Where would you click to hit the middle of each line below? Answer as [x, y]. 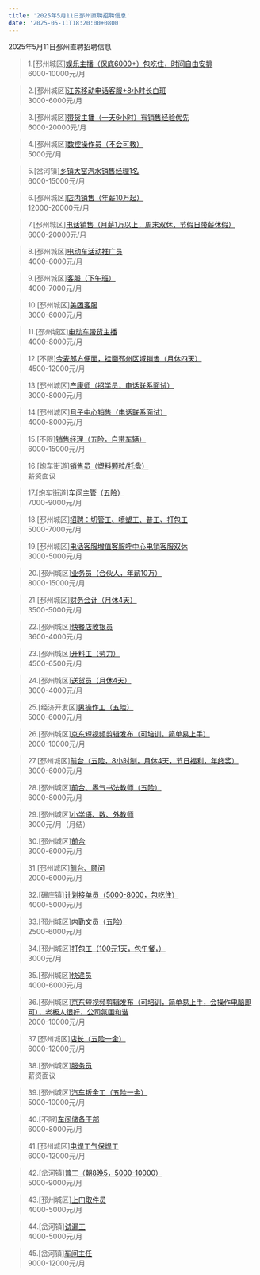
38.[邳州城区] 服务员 [60, 1065]
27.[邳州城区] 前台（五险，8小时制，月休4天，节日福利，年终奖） [133, 760]
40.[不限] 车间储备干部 [63, 1119]
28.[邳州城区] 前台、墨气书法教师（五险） [94, 787]
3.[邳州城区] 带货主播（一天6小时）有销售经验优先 [109, 117]
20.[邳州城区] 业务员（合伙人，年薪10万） [95, 573]
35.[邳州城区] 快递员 [60, 975]
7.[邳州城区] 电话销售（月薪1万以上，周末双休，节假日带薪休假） [131, 224]
